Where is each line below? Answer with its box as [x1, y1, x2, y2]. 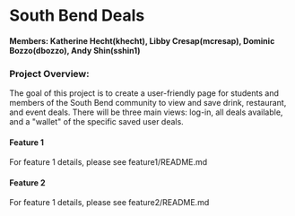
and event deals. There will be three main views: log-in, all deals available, [9, 107, 283, 117]
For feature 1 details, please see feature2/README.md [9, 197, 210, 208]
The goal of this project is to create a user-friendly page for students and [9, 88, 280, 99]
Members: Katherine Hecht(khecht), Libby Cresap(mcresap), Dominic [9, 35, 275, 46]
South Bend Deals [9, 5, 145, 26]
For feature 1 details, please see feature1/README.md [9, 157, 208, 168]
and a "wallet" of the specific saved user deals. [9, 117, 184, 127]
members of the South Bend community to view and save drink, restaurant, [9, 98, 287, 108]
